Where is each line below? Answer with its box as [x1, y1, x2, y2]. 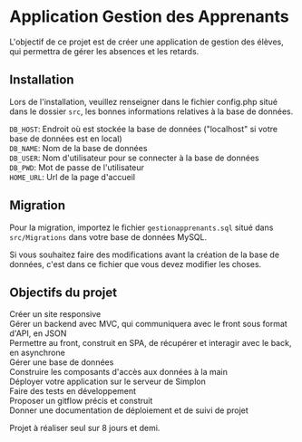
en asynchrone [9, 347, 65, 359]
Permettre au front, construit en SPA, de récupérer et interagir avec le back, [9, 338, 292, 349]
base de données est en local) [9, 133, 122, 144]
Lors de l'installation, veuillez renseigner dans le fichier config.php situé [9, 96, 278, 107]
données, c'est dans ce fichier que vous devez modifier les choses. [9, 258, 262, 269]
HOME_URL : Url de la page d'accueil [9, 171, 136, 182]
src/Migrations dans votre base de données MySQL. [9, 231, 208, 242]
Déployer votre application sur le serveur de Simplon [9, 376, 206, 387]
